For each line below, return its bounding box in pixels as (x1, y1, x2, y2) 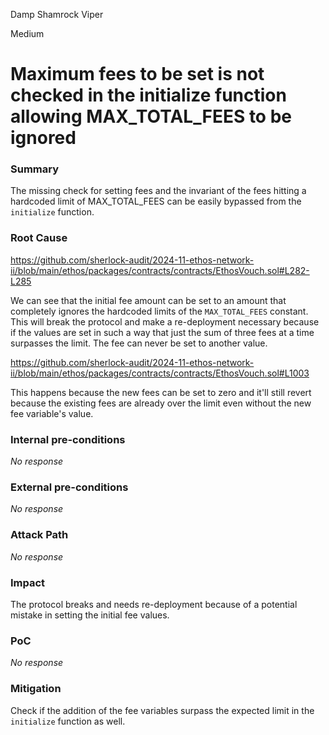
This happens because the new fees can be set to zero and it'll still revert (10, 386, 312, 398)
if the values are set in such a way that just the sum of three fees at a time (10, 326, 315, 338)
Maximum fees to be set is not (10, 63, 265, 86)
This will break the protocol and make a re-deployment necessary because (10, 315, 320, 328)
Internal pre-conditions (10, 432, 126, 446)
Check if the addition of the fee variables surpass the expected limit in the (10, 704, 315, 716)
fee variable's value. (10, 407, 94, 419)
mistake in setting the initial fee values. (10, 609, 170, 621)
